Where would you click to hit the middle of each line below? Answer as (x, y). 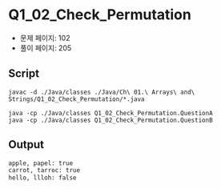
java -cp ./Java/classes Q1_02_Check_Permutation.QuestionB (111, 120)
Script (24, 74)
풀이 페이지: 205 (46, 48)
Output (26, 145)
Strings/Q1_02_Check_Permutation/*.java (77, 99)
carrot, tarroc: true (44, 171)
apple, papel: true (41, 163)
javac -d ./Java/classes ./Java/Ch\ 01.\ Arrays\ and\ (102, 92)
